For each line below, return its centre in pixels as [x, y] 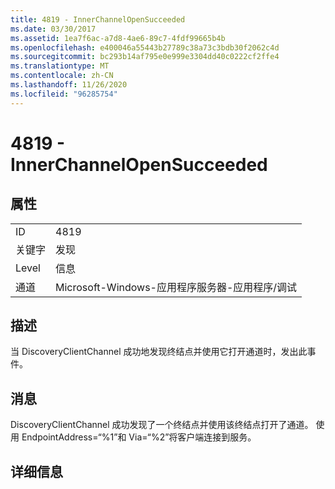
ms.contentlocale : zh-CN [62, 76]
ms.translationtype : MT [60, 66]
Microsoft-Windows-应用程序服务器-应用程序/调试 [176, 287]
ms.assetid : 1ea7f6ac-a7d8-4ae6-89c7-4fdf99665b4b [118, 38]
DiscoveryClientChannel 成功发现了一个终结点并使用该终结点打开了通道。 [162, 425]
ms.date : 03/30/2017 [53, 29]
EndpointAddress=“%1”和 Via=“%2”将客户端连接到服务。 [139, 437]
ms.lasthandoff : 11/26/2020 [69, 85]
